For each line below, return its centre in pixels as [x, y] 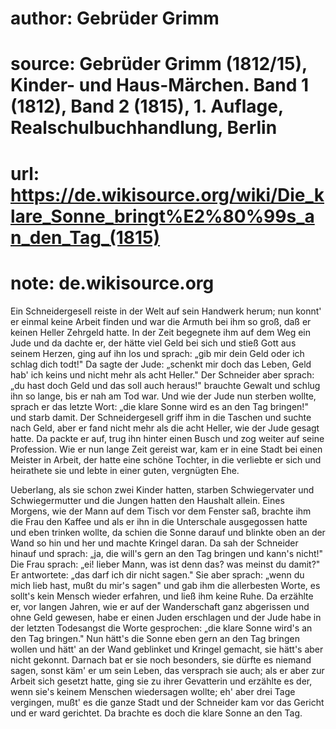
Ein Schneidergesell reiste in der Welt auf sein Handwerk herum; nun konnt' [166, 311]
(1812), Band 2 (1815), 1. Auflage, [147, 106]
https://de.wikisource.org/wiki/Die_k [167, 194]
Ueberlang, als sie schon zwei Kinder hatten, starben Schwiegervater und [162, 489]
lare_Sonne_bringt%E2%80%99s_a [162, 216]
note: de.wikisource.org [112, 283]
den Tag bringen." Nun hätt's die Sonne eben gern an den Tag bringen [155, 638]
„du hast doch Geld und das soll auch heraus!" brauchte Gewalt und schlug [165, 385]
